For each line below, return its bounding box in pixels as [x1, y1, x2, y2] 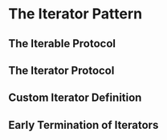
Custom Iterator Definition [8, 91, 142, 105]
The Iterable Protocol [8, 37, 116, 50]
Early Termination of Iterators [8, 118, 159, 132]
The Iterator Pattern [8, 5, 143, 23]
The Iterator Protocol [8, 63, 115, 77]
